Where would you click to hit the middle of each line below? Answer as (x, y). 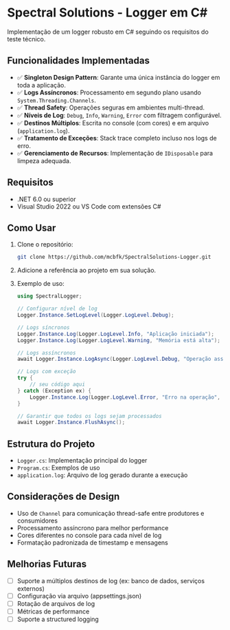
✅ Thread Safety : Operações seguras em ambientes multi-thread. (111, 107)
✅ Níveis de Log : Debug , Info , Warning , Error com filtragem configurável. (119, 115)
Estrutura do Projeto (51, 444)
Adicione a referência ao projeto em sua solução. (87, 271)
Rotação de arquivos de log (56, 603)
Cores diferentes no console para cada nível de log (89, 535)
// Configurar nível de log (57, 309)
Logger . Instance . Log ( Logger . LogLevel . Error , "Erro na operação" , (125, 397)
